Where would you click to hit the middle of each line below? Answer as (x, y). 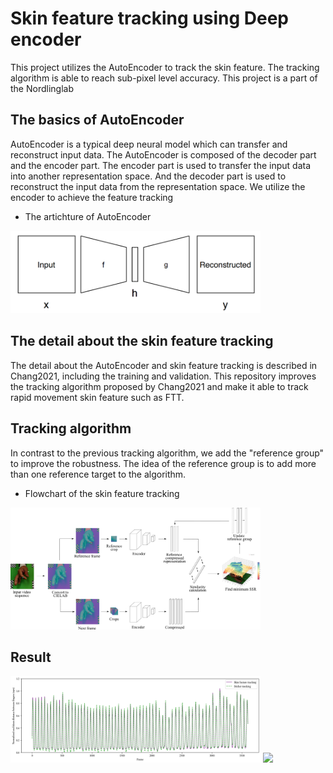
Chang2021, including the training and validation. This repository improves (163, 376)
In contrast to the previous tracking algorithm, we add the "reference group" (167, 453)
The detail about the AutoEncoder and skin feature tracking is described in (164, 365)
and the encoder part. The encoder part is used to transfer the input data (161, 165)
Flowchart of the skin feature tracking (102, 493)
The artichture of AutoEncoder (88, 216)
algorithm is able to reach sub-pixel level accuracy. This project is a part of (164, 78)
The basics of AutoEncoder (97, 120)
